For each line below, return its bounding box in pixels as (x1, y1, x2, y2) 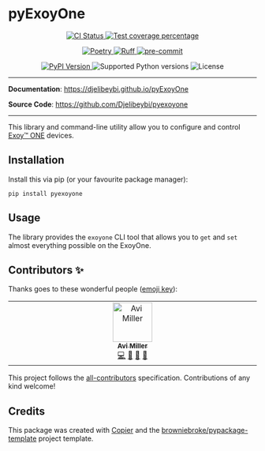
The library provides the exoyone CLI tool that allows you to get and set (8, 232, 238, 242)
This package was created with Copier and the (8, 426, 160, 435)
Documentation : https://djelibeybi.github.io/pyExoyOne (8, 84, 189, 93)
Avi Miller (117, 341, 148, 351)
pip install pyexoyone (8, 190, 83, 197)
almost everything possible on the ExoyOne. (8, 240, 151, 250)
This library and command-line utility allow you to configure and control (8, 122, 241, 131)
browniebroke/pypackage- (161, 426, 248, 435)
